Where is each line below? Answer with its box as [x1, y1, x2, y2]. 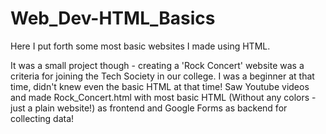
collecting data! [10, 112, 75, 124]
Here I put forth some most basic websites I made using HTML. [10, 40, 271, 52]
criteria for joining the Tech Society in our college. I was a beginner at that [10, 70, 315, 82]
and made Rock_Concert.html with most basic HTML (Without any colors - [10, 91, 317, 103]
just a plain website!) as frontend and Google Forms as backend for [10, 102, 288, 114]
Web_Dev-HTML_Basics [10, 7, 216, 30]
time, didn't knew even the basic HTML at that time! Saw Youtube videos [10, 80, 310, 92]
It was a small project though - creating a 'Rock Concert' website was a [10, 59, 305, 71]
